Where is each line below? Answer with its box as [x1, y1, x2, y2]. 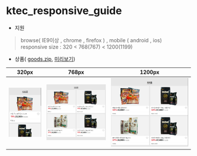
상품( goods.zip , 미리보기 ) [14, 55, 76, 62]
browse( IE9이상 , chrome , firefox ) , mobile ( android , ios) [20, 36, 162, 43]
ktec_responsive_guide [6, 4, 122, 18]
